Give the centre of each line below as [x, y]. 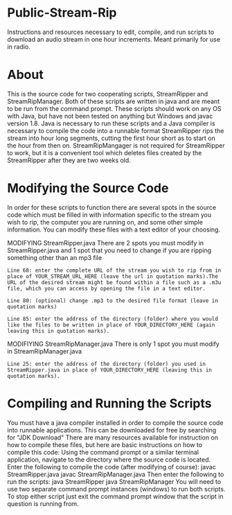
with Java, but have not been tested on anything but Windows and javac [110, 116]
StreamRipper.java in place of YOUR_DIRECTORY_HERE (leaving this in [110, 370]
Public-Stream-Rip [62, 13]
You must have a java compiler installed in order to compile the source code [115, 422]
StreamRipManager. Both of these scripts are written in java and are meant [114, 101]
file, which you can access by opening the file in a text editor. [107, 288]
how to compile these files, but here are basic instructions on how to [105, 444]
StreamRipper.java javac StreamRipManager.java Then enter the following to [116, 474]
